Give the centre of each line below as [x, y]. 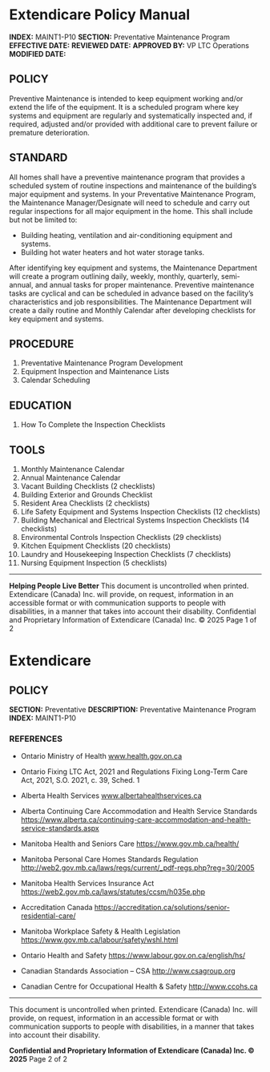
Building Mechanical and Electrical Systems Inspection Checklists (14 [135, 520]
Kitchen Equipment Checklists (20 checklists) [96, 546]
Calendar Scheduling [55, 380]
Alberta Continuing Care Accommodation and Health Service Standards [139, 812]
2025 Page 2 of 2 [38, 1059]
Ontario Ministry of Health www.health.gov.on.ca [101, 756]
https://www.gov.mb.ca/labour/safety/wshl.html [99, 940]
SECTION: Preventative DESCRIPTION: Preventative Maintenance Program [133, 709]
